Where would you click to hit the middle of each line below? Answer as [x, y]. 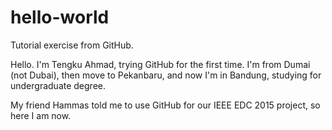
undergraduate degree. [58, 85]
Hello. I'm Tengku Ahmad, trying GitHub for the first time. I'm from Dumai [160, 64]
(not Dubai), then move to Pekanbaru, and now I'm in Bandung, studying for [166, 75]
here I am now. [41, 115]
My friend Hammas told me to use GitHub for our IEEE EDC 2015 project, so [165, 105]
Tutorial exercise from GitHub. [72, 45]
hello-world [60, 17]
